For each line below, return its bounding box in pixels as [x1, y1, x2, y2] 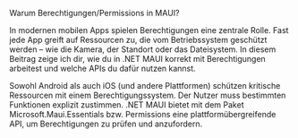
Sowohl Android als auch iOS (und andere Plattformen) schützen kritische [9, 81, 281, 91]
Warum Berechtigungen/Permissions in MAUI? [9, 8, 180, 18]
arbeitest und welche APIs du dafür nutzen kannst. [9, 63, 196, 73]
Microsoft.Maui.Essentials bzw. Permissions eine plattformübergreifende [9, 109, 277, 119]
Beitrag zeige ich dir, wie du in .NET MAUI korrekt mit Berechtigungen [9, 54, 266, 64]
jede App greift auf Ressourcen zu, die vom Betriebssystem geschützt [9, 35, 268, 45]
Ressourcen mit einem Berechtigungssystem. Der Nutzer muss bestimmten [9, 90, 286, 100]
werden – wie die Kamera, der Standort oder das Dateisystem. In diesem [9, 44, 277, 55]
